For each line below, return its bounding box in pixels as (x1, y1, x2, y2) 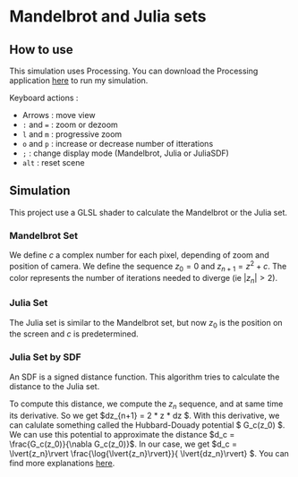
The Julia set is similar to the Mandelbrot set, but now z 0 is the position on (9, 317, 284, 330)
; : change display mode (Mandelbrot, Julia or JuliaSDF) (21, 148, 230, 158)
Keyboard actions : (9, 92, 79, 103)
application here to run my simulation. (9, 75, 149, 86)
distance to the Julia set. (9, 380, 100, 391)
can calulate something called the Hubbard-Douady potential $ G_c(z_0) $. (9, 419, 285, 430)
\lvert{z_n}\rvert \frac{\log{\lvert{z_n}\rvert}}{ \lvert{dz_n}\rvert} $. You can (9, 447, 289, 458)
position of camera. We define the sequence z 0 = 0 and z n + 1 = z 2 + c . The (9, 260, 287, 274)
